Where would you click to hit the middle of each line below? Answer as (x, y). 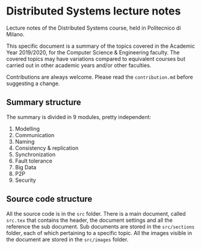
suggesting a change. (33, 83)
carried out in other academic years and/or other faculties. (79, 65)
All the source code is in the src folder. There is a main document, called (96, 213)
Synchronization (35, 154)
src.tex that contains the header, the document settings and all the (89, 220)
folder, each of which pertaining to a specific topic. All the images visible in (99, 233)
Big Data (26, 167)
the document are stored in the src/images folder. (67, 239)
